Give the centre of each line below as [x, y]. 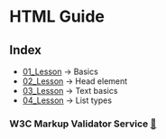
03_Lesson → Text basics [70, 91]
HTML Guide [57, 17]
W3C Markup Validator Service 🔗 [83, 124]
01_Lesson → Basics [60, 71]
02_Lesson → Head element [75, 81]
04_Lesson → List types [67, 100]
